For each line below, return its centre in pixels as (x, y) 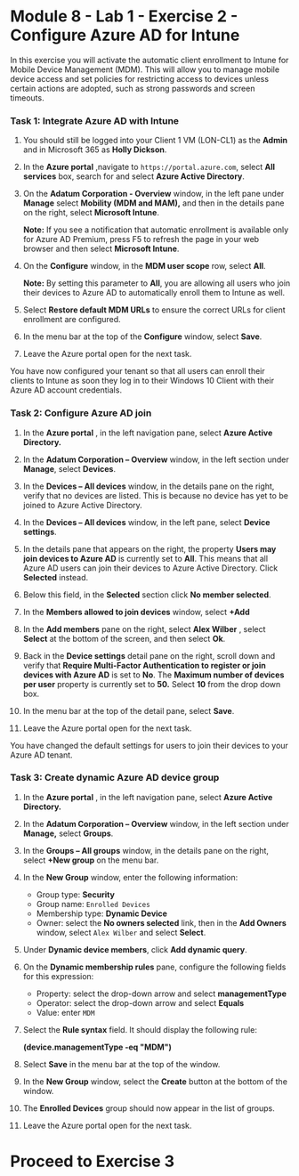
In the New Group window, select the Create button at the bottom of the (155, 1081)
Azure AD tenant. (42, 755)
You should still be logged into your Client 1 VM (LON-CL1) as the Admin (155, 141)
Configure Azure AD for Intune (125, 35)
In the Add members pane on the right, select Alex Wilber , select (144, 629)
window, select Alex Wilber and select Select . (121, 932)
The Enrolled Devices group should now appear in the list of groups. (149, 1108)
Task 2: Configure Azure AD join (81, 413)
